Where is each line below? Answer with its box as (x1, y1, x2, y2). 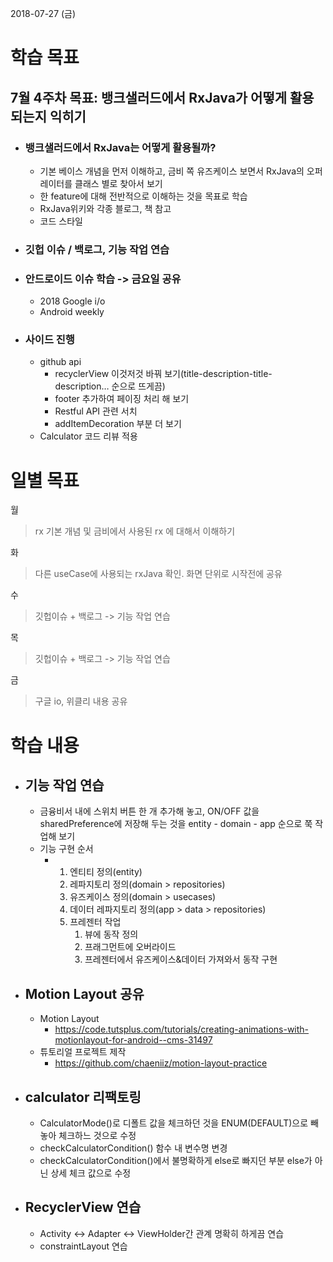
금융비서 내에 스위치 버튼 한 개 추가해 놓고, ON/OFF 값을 (39, 805, 260, 817)
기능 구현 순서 (39, 843, 94, 855)
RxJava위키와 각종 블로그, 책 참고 (39, 202, 172, 214)
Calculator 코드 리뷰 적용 (39, 430, 138, 442)
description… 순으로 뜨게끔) (54, 380, 166, 392)
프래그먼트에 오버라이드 (84, 941, 177, 953)
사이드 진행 (24, 333, 75, 347)
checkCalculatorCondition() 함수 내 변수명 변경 (39, 1142, 228, 1154)
